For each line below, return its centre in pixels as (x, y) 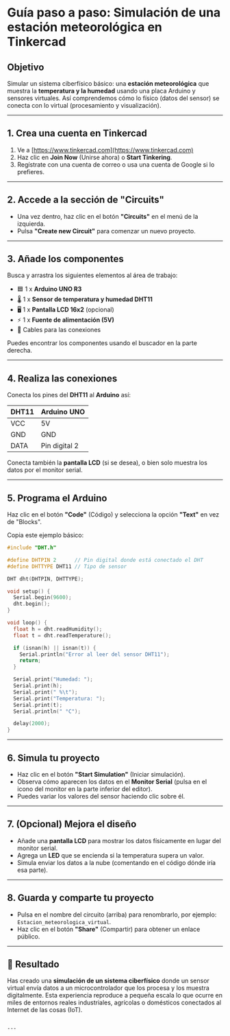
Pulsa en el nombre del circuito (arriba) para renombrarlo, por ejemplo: (117, 915)
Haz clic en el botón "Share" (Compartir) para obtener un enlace (108, 929)
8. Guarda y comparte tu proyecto (80, 898)
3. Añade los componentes (66, 259)
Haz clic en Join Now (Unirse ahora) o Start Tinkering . (94, 157)
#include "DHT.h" (32, 548)
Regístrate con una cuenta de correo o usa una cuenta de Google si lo (116, 164)
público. (28, 936)
